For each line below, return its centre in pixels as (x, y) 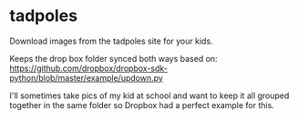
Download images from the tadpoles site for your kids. (111, 41)
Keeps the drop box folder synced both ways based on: (113, 58)
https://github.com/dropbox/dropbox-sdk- (89, 68)
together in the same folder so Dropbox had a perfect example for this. (142, 105)
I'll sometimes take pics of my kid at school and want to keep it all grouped (149, 95)
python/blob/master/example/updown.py (87, 77)
